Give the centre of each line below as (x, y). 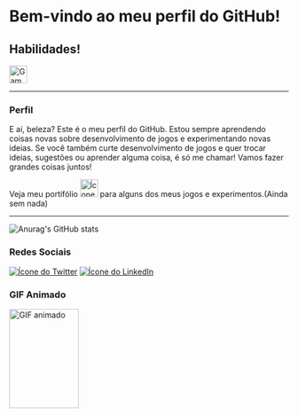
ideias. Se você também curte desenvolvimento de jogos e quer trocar (137, 148)
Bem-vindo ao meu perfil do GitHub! (145, 16)
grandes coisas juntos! (51, 167)
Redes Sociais (40, 252)
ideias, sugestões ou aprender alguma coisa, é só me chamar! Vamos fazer (146, 158)
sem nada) (29, 204)
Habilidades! (45, 49)
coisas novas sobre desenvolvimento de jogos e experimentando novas (140, 138)
